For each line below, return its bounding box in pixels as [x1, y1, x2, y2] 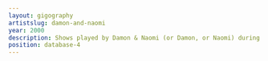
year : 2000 [8, 26, 45, 34]
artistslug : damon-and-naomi [8, 19, 106, 27]
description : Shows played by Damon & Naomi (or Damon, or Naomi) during [8, 33, 261, 42]
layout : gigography [8, 11, 74, 20]
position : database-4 [8, 41, 81, 49]
